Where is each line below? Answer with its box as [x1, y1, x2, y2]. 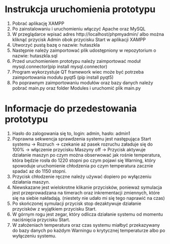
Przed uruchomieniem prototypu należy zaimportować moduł [12, 58, 141, 64]
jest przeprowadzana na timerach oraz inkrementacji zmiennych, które [12, 189, 160, 196]
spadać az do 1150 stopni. [12, 168, 67, 174]
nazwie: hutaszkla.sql [12, 52, 58, 59]
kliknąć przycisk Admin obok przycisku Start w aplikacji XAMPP [12, 37, 146, 43]
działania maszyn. [12, 179, 50, 185]
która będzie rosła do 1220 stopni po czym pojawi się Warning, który [12, 157, 156, 163]
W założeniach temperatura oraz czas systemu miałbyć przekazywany [12, 222, 160, 228]
